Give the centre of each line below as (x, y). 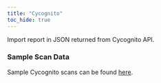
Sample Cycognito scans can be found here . (70, 72)
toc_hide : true (29, 20)
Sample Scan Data (39, 57)
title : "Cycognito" (35, 13)
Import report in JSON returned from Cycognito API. (81, 39)
